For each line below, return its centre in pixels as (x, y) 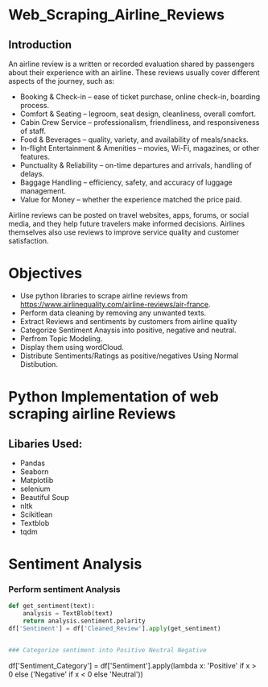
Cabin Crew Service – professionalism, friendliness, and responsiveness (140, 122)
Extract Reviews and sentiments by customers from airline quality (128, 321)
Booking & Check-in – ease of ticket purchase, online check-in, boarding (140, 97)
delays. (32, 174)
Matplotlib (37, 480)
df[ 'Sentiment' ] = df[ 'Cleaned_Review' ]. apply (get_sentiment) (115, 629)
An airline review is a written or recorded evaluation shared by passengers (132, 64)
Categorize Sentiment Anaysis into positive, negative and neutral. (128, 330)
